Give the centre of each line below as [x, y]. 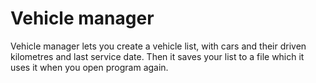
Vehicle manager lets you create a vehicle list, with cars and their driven [158, 46]
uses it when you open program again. [89, 67]
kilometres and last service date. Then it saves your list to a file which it [157, 56]
